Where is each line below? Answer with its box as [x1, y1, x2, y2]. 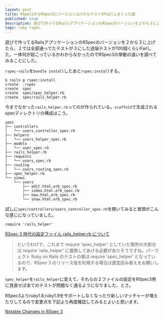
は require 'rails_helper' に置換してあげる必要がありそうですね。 [17, 248, 146, 254]
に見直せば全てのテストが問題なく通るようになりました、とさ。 [5, 282, 133, 288]
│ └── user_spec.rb [5, 146, 49, 150]
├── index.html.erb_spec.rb [22, 189, 80, 193]
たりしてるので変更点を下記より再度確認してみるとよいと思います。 [5, 299, 142, 305]
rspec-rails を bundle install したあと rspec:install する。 [5, 68, 123, 74]
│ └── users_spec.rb [5, 158, 51, 164]
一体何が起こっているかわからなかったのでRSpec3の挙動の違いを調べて [13, 52, 157, 58]
